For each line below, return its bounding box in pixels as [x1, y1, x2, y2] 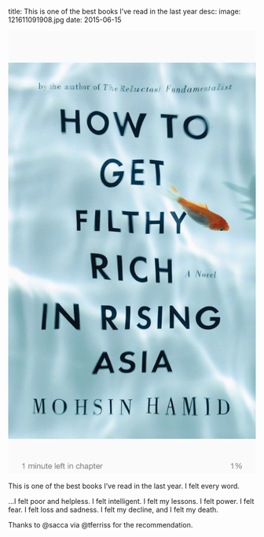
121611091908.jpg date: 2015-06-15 [8, 15, 122, 24]
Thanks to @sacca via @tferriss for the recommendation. [8, 520, 193, 529]
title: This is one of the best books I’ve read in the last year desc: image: [8, 7, 241, 16]
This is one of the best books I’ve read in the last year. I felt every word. [8, 481, 240, 490]
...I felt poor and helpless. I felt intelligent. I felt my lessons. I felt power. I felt [8, 496, 255, 505]
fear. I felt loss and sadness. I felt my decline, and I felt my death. [8, 505, 218, 514]
